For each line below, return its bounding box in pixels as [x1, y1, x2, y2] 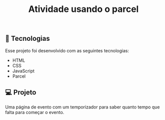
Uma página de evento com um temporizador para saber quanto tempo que [5, 104, 160, 110]
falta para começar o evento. [5, 109, 65, 115]
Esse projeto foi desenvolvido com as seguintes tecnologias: [5, 47, 129, 53]
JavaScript [12, 68, 35, 74]
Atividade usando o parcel [28, 3, 139, 15]
